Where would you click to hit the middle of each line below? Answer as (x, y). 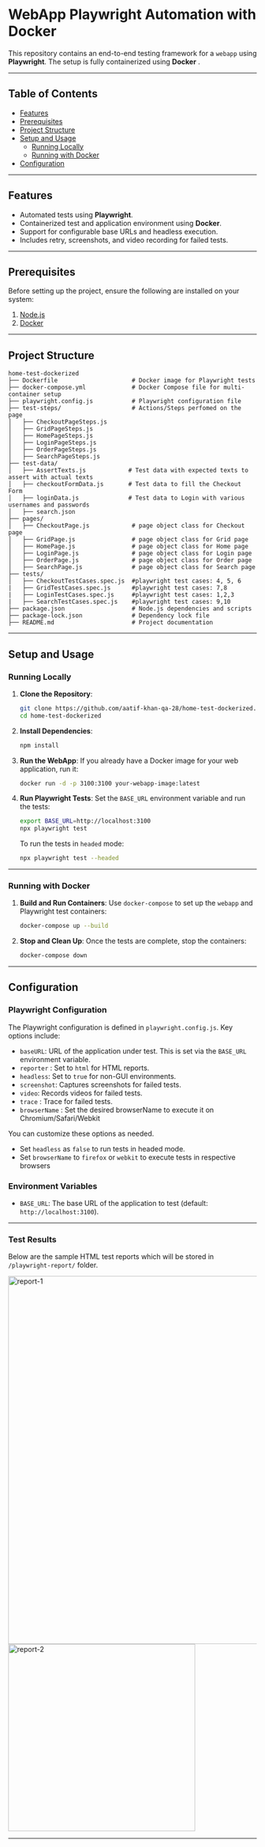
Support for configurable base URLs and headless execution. (119, 232)
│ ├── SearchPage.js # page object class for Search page (132, 567)
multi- (234, 388)
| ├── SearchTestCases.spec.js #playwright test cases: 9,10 (119, 602)
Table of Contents (53, 94)
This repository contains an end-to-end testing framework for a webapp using (132, 53)
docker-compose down (53, 956)
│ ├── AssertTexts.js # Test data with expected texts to (128, 471)
